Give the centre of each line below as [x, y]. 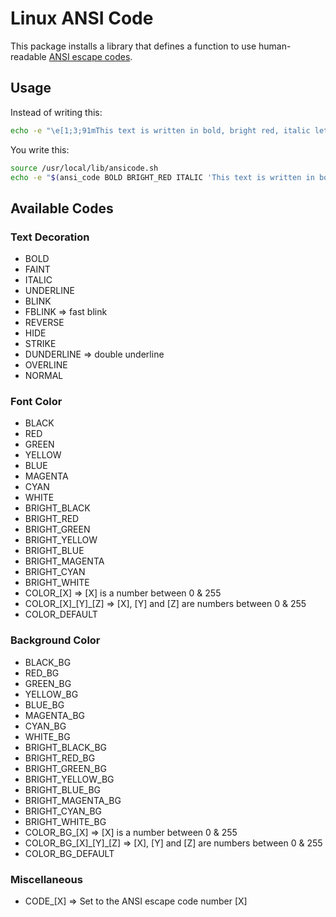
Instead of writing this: [56, 112]
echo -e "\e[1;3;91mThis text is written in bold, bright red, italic [160, 130]
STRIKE [40, 344]
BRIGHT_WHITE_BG [65, 821]
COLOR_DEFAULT [61, 614]
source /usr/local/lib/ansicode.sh [84, 168]
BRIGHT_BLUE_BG [63, 789]
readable [28, 56]
